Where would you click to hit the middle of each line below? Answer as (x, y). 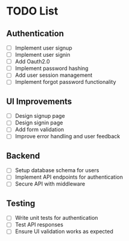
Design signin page (39, 123)
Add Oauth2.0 (32, 62)
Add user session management (54, 75)
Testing (21, 203)
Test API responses (39, 225)
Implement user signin (42, 55)
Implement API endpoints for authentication (69, 177)
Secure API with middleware (50, 184)
